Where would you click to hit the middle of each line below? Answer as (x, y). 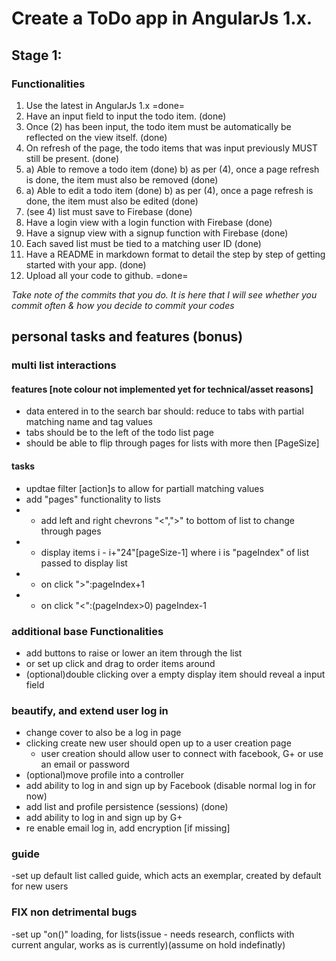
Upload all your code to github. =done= (107, 275)
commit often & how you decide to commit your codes (123, 305)
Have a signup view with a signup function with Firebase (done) (157, 233)
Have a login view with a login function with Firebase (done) (149, 222)
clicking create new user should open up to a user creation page (158, 743)
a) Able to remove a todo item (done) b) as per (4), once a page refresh (172, 169)
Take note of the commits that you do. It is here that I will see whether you (164, 294)
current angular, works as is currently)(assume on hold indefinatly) (148, 944)
